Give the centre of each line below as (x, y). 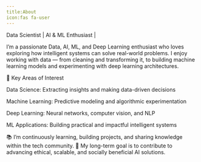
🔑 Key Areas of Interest (35, 78)
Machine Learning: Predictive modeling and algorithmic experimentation (97, 101)
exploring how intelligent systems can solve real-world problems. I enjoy (97, 53)
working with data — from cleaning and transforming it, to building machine (101, 59)
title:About (21, 12)
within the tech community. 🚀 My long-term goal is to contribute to (90, 146)
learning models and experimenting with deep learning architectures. (93, 66)
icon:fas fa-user (28, 18)
